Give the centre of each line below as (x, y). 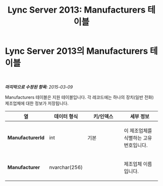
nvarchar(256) (66, 167)
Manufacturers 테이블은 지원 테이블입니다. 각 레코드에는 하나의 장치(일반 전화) (80, 97)
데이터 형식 (66, 116)
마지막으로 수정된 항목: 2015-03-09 (39, 87)
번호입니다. (136, 145)
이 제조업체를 (138, 130)
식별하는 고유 (138, 138)
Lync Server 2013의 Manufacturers (76, 51)
